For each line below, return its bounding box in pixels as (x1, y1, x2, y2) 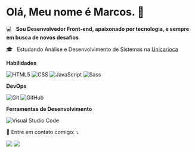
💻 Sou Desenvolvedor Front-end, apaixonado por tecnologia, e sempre (6, 25, 190, 32)
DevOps (6, 82, 27, 90)
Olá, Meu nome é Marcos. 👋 (6, 5, 145, 19)
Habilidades (6, 59, 37, 66)
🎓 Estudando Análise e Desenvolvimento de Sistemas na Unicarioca (6, 46, 178, 53)
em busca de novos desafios (6, 34, 79, 41)
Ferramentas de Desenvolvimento (6, 105, 92, 112)
